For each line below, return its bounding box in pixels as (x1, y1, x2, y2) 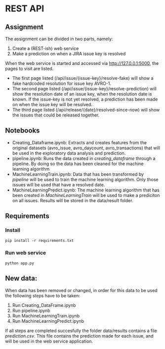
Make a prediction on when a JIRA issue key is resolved (12, 51, 126, 57)
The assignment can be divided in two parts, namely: (5, 36, 113, 42)
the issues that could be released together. (12, 112, 100, 118)
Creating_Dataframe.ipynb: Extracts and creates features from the (12, 139, 147, 145)
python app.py (5, 261, 35, 266)
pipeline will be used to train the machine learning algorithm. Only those (12, 176, 159, 182)
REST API (5, 3, 44, 14)
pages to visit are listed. (5, 65, 54, 71)
